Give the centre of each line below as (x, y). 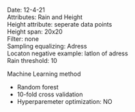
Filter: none (23, 39)
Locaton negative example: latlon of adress (67, 53)
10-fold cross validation (50, 94)
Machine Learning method (44, 74)
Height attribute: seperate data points (60, 24)
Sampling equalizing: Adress (47, 46)
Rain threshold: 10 (32, 60)
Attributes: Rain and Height (45, 17)
